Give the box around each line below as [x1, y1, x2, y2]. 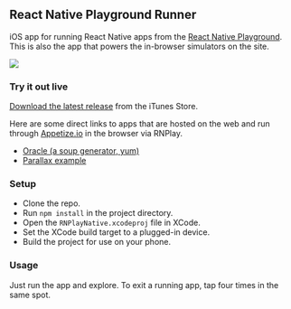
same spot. [9, 289, 52, 300]
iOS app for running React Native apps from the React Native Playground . [9, 31, 283, 42]
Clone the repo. [22, 198, 81, 209]
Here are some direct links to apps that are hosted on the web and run [9, 118, 271, 129]
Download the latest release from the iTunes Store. [9, 101, 199, 112]
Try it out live [9, 80, 69, 93]
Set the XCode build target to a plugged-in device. [22, 227, 211, 238]
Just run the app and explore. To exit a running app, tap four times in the [9, 279, 279, 290]
